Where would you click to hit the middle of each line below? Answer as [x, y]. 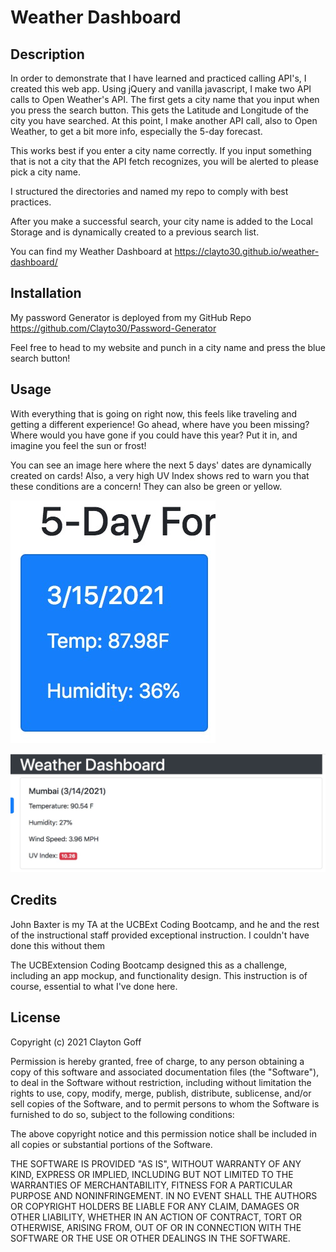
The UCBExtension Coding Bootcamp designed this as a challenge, [149, 965]
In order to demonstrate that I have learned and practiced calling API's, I [158, 78]
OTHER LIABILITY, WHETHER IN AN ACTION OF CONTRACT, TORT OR [156, 1217]
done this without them [58, 945]
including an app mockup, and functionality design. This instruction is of [159, 975]
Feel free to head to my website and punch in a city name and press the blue [168, 347]
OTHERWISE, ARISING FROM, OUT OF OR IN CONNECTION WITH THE [156, 1227]
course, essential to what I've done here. [94, 986]
